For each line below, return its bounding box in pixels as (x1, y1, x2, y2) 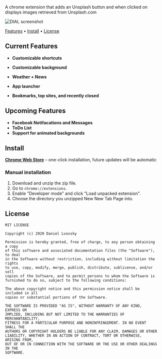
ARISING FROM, (5, 337, 34, 342)
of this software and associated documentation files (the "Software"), (5, 248, 155, 253)
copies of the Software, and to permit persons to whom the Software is (5, 274, 155, 278)
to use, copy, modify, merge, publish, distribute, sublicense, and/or (5, 265, 153, 270)
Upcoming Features (5, 107, 66, 115)
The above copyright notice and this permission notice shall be (5, 286, 140, 291)
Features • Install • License (5, 28, 60, 34)
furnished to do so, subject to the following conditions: (5, 278, 127, 283)
